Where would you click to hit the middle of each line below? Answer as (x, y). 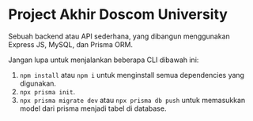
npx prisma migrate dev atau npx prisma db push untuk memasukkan (132, 100)
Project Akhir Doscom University (118, 15)
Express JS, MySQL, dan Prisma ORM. (70, 44)
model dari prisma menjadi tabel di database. (93, 108)
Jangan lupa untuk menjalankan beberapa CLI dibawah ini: (104, 60)
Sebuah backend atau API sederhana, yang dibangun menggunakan (119, 36)
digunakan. (38, 83)
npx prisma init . (47, 91)
